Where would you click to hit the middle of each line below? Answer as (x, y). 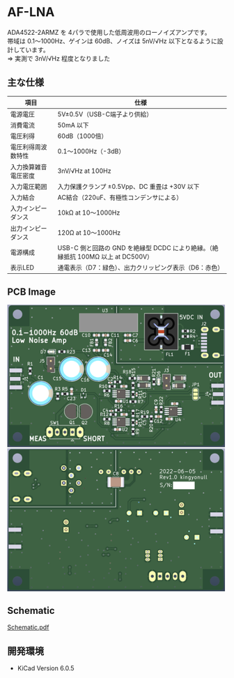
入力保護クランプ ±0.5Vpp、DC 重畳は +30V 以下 (128, 186)
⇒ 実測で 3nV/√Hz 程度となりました (58, 58)
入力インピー (29, 208)
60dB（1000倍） (83, 136)
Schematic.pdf (28, 627)
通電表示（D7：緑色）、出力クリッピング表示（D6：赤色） (141, 268)
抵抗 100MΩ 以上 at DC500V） (108, 256)
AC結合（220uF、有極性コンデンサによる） (120, 197)
